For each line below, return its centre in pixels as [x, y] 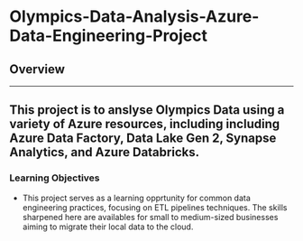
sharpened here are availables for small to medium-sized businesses [150, 217]
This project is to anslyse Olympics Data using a [147, 110]
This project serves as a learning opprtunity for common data [136, 198]
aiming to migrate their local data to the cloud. [108, 227]
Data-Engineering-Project [109, 36]
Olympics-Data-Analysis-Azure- [134, 17]
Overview [37, 69]
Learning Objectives [55, 178]
